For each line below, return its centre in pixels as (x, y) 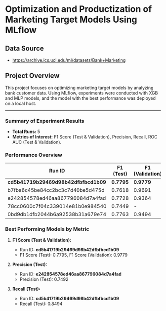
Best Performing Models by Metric (47, 229)
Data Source (24, 48)
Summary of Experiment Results (45, 121)
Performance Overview (34, 155)
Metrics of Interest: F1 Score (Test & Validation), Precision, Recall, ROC (85, 137)
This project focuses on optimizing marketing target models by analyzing (79, 88)
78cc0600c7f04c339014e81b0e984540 (57, 206)
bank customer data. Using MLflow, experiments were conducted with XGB (82, 93)
